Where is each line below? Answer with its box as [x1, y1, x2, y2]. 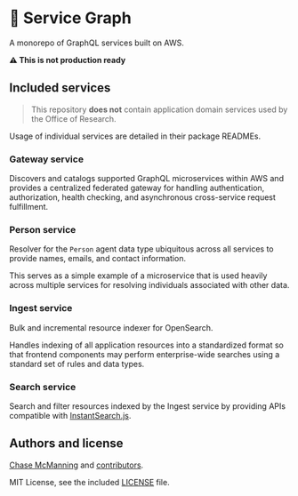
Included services [9, 80, 111, 96]
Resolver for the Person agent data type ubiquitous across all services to [9, 244, 274, 254]
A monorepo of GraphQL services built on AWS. [9, 37, 184, 48]
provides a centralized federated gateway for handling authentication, [9, 182, 265, 194]
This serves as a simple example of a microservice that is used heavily [9, 270, 268, 281]
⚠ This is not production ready [9, 54, 126, 65]
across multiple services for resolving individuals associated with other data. [9, 280, 290, 291]
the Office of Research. [30, 113, 117, 124]
